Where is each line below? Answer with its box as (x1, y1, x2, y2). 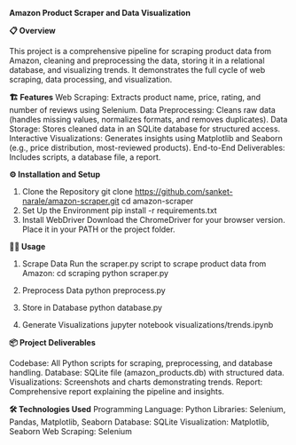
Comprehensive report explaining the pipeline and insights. (9, 386, 224, 396)
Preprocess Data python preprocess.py (21, 285, 166, 296)
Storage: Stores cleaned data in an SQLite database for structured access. (9, 123, 281, 134)
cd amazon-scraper (121, 195, 194, 206)
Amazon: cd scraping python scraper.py (21, 268, 169, 278)
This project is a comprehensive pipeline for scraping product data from (9, 46, 272, 56)
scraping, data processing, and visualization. (9, 75, 173, 84)
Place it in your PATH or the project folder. (21, 224, 175, 234)
